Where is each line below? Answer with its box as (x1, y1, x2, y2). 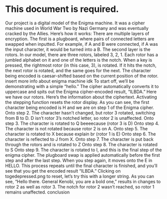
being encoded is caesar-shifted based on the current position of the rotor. (5, 73, 159, 79)
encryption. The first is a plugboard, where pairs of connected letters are (5, 36, 155, 42)
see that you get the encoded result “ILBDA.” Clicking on (5, 168, 121, 174)
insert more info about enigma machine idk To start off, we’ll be (5, 78, 135, 84)
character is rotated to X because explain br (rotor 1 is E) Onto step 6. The (5, 131, 156, 137)
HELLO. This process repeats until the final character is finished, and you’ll (5, 163, 158, 169)
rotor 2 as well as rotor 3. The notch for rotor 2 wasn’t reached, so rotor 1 (5, 184, 155, 190)
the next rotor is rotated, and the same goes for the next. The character (5, 67, 151, 73)
